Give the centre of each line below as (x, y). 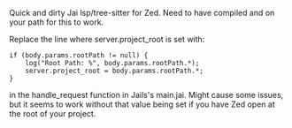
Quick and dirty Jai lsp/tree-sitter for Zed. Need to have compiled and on (142, 13)
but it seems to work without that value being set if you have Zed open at (142, 104)
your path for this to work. (57, 22)
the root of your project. (53, 113)
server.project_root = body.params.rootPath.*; (114, 71)
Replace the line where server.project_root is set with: (107, 39)
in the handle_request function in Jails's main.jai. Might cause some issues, (146, 95)
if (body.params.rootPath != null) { (79, 56)
